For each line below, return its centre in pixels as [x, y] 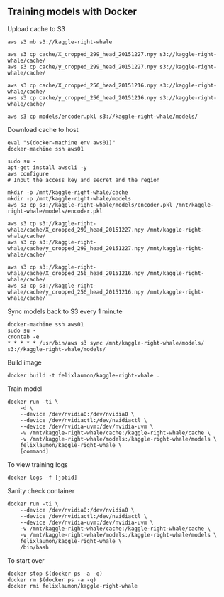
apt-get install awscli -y [47, 167]
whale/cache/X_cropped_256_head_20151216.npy [75, 273]
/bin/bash [35, 547]
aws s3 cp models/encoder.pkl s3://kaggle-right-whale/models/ [103, 117]
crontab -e [23, 337]
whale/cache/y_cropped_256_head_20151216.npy [75, 292]
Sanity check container [41, 490]
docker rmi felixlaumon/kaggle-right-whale [73, 586]
